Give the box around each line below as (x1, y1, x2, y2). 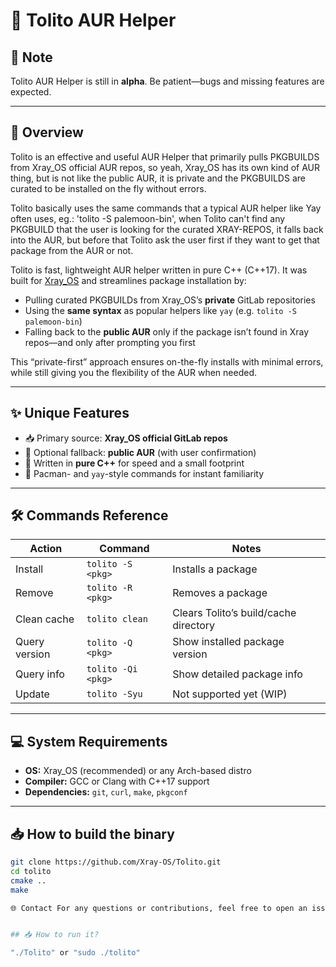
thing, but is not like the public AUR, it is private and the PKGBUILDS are (10, 172, 306, 184)
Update (15, 687, 50, 701)
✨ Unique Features (10, 405, 130, 422)
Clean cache (15, 612, 75, 626)
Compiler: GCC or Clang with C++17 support (24, 775, 210, 788)
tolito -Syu (86, 689, 143, 700)
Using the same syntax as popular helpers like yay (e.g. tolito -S (24, 304, 297, 316)
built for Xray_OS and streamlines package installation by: (10, 274, 247, 286)
